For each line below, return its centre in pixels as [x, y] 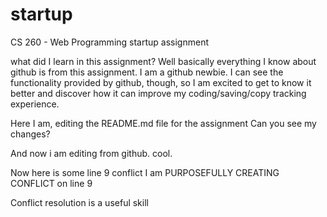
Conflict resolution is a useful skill [79, 202]
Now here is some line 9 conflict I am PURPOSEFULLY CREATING [145, 172]
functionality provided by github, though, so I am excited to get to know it [161, 82]
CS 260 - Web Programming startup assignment [109, 42]
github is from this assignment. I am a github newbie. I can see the [147, 72]
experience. [35, 104]
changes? [30, 134]
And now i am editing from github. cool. [91, 153]
